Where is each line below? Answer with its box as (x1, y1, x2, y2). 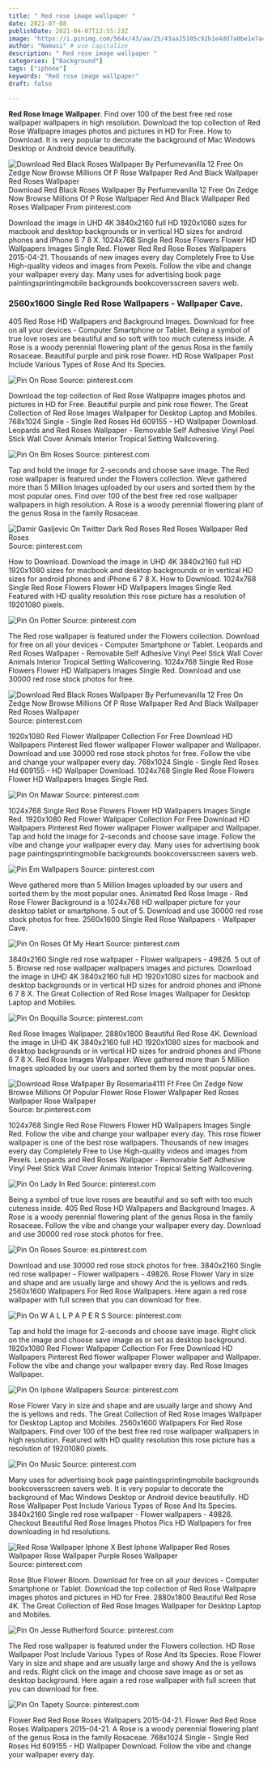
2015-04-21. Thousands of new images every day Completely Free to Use (8, 252, 255, 261)
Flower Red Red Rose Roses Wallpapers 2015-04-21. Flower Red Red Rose (8, 1715, 257, 1725)
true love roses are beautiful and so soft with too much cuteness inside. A (8, 333, 254, 343)
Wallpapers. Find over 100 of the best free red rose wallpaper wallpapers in (8, 1426, 259, 1436)
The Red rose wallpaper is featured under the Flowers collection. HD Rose (8, 1641, 255, 1650)
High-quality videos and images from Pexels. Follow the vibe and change (8, 261, 253, 270)
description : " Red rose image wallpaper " (8, 49, 158, 57)
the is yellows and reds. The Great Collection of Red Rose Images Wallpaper (8, 1409, 262, 1419)
